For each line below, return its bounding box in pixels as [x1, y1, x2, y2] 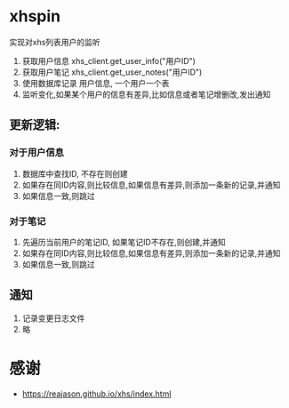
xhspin [9, 6, 61, 27]
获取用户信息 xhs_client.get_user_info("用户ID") [21, 55, 196, 66]
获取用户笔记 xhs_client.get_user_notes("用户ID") [21, 67, 203, 77]
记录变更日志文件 [21, 313, 85, 324]
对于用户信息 [9, 147, 65, 159]
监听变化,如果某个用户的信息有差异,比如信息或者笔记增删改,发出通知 [21, 89, 271, 100]
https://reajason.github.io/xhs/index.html [21, 388, 172, 399]
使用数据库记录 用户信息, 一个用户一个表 [21, 77, 170, 88]
